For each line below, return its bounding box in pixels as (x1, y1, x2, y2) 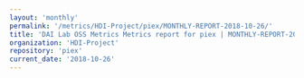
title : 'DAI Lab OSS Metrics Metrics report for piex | (9, 30, 224, 39)
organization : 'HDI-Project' (9, 38, 119, 48)
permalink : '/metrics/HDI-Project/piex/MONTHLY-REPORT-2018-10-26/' (9, 22, 273, 30)
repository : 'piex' (9, 47, 83, 56)
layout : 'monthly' (9, 13, 79, 22)
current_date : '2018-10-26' (9, 55, 116, 64)
